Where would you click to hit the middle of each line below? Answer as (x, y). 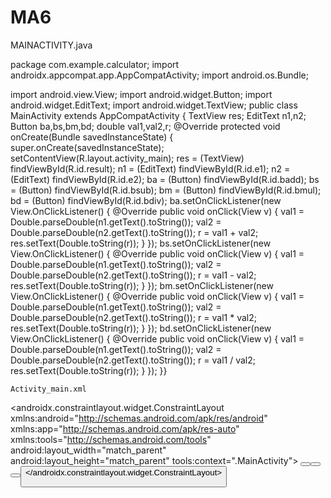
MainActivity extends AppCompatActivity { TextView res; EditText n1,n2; (158, 115)
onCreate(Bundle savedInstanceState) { (92, 137)
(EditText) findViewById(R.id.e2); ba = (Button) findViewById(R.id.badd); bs (165, 179)
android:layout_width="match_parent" (88, 450)
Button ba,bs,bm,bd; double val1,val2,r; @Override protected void (145, 126)
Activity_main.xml (48, 389)
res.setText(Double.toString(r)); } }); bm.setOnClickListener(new (142, 285)
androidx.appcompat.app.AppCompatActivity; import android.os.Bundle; (159, 75)
